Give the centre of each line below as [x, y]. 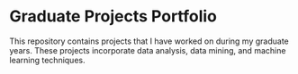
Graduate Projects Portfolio [113, 16]
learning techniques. [47, 60]
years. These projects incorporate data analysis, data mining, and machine [148, 50]
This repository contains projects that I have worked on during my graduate [149, 41]
